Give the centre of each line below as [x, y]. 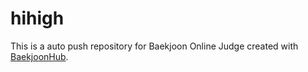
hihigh [37, 18]
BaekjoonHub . [39, 56]
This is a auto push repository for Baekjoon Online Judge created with [154, 46]
